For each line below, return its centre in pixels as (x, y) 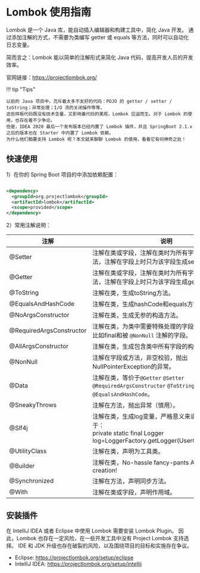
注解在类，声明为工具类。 (128, 452)
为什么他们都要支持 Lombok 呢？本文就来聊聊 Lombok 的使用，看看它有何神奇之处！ (96, 139)
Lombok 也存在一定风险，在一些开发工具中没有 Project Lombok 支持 (100, 538)
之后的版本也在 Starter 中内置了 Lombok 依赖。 (60, 133)
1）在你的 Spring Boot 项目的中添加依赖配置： (62, 174)
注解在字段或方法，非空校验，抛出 (140, 358)
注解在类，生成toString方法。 (133, 293)
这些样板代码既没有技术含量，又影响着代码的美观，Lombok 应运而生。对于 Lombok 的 (97, 114)
